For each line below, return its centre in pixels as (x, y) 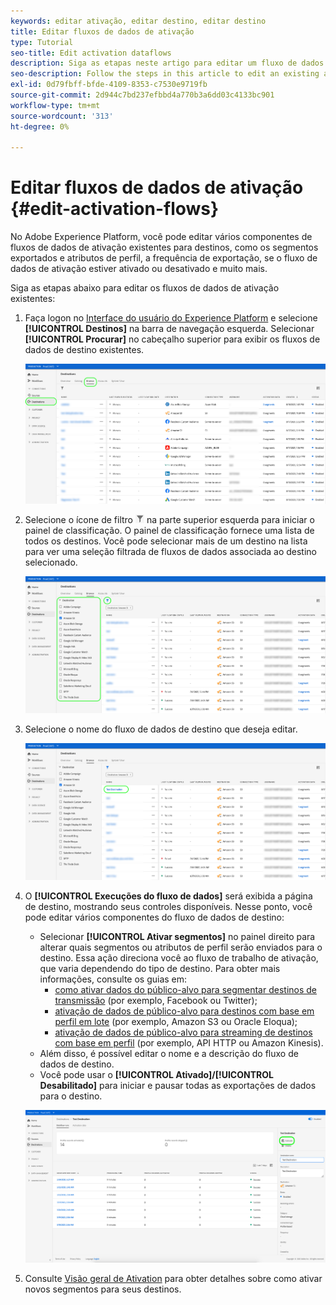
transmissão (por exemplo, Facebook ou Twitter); (156, 1000)
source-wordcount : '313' (62, 116)
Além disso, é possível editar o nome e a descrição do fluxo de (169, 1053)
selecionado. (51, 562)
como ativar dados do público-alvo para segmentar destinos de (186, 989)
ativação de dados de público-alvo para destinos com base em (184, 1011)
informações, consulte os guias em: (113, 979)
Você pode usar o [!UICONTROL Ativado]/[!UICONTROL (156, 1074)
